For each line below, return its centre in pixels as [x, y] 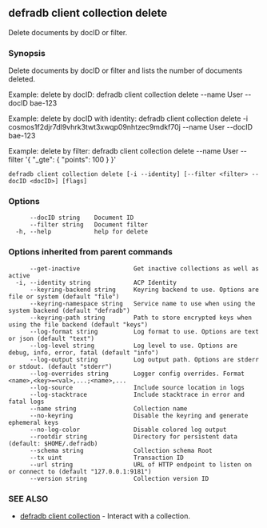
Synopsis [27, 53]
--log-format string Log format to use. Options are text [144, 331]
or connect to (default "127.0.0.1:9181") [80, 471]
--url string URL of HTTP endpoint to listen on [140, 464]
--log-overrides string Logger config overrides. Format [137, 374]
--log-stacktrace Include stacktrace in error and [137, 394]
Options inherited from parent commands [91, 252]
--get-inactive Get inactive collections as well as [144, 268]
